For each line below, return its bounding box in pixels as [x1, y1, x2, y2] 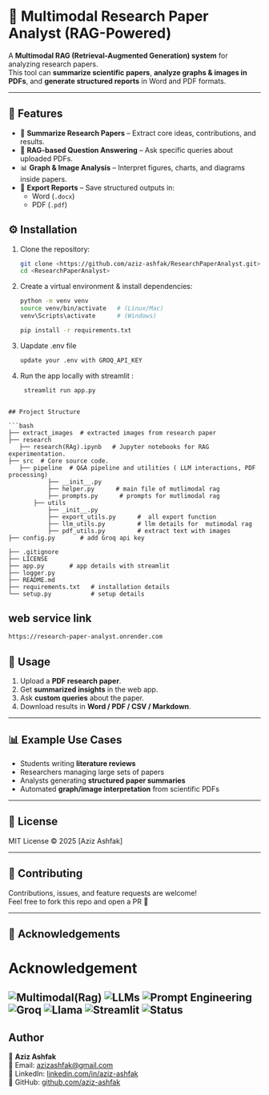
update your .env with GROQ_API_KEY [19, 356, 143, 364]
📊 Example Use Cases [8, 733, 122, 747]
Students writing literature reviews [19, 758, 136, 768]
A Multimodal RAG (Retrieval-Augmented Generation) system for [8, 50, 228, 60]
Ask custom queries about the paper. [19, 693, 144, 703]
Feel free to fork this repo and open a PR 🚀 [8, 896, 149, 906]
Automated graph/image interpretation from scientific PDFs [19, 784, 220, 793]
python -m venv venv [19, 297, 89, 305]
